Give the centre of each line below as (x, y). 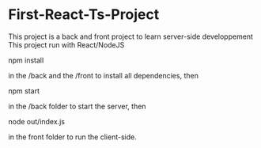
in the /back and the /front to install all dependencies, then (104, 75)
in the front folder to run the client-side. (72, 137)
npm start (24, 91)
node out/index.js (37, 121)
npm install (26, 60)
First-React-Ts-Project (84, 15)
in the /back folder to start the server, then (77, 106)
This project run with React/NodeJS (66, 44)
